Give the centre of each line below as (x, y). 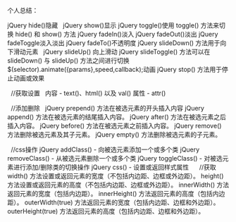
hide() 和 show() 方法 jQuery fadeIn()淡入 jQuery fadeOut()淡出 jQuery (117, 34)
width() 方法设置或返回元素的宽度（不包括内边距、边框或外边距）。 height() (116, 176)
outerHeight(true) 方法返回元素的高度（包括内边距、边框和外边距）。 (106, 211)
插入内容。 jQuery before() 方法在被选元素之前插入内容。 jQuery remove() (114, 126)
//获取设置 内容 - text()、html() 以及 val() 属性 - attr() (88, 93)
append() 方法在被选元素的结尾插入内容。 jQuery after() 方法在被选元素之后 (117, 117)
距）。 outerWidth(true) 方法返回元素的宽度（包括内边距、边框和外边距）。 (113, 202)
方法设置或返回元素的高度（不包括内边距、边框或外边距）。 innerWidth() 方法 (118, 185)
